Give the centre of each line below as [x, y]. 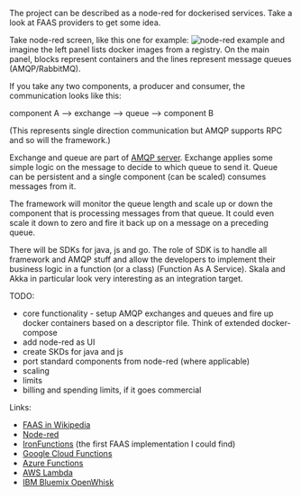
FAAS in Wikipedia [56, 425]
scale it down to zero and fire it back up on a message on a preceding [139, 223]
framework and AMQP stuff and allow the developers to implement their [143, 259]
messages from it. [43, 186]
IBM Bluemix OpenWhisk [68, 482]
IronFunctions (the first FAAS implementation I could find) [129, 444]
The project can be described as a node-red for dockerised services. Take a [151, 13]
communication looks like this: [65, 95]
